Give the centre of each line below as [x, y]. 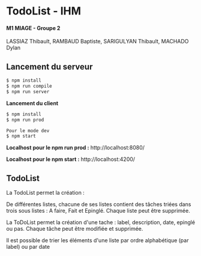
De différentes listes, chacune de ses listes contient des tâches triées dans [99, 204]
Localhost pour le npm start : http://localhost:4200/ [71, 159]
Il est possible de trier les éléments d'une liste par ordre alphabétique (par [97, 240]
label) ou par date [28, 247]
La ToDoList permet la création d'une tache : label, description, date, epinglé [101, 222]
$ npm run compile [29, 86]
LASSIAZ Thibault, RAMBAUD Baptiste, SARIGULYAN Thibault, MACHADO [97, 41]
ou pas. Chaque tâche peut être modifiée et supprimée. [75, 229]
